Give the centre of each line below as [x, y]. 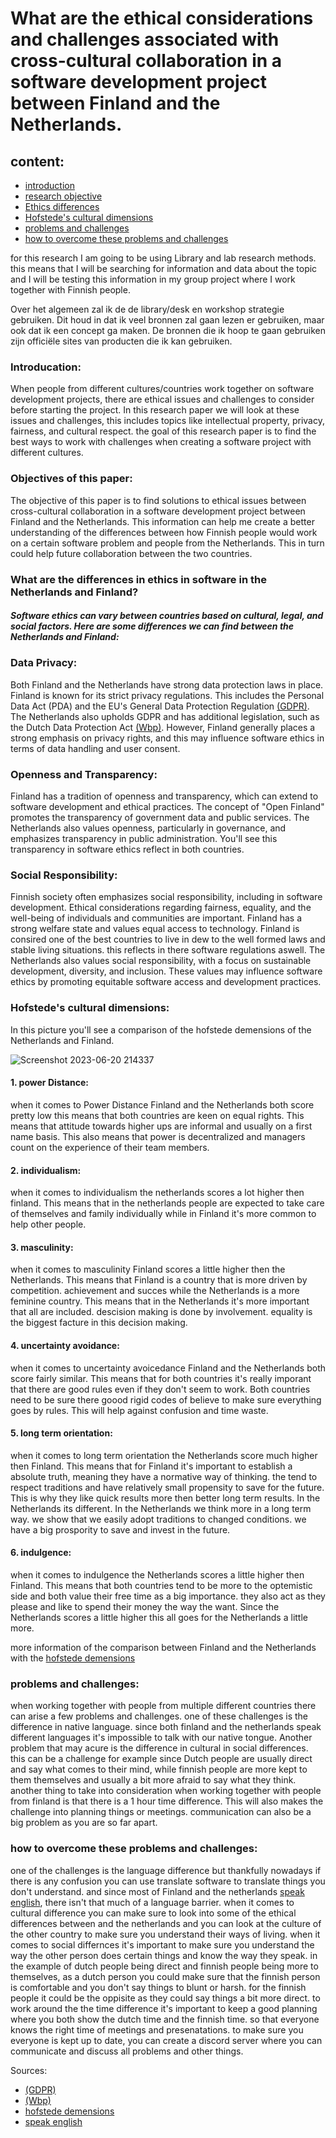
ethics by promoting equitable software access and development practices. [166, 982]
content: [37, 161]
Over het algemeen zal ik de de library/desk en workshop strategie [147, 309]
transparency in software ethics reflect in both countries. [127, 849]
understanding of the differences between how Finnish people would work [164, 532]
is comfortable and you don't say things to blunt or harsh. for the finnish [158, 1987]
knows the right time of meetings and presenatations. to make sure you [157, 2029]
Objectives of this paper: [71, 479]
